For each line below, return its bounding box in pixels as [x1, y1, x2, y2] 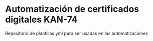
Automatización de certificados [5, 3, 140, 15]
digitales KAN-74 [5, 14, 78, 25]
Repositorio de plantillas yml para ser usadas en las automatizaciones [5, 30, 148, 36]
